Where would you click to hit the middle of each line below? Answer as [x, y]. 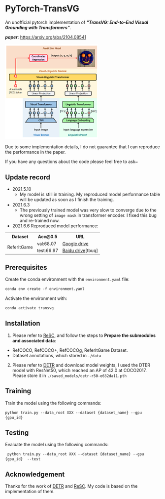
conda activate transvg [30, 308]
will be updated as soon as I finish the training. [67, 199]
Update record [28, 177]
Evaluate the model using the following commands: [57, 445]
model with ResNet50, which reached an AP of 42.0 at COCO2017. [79, 370]
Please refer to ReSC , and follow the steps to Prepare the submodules [84, 335]
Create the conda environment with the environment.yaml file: [67, 279]
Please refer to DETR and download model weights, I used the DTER [81, 365]
